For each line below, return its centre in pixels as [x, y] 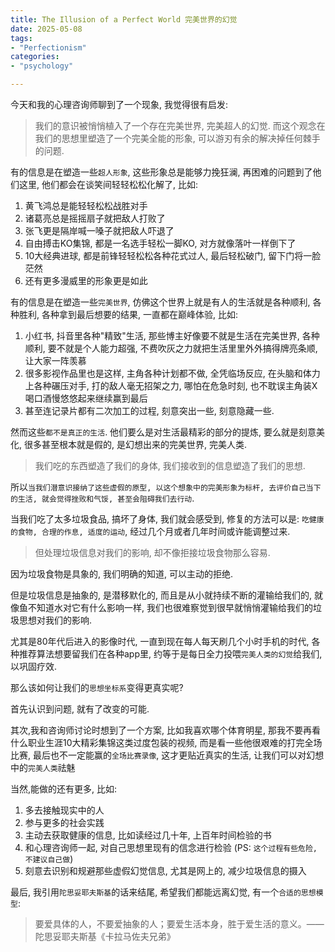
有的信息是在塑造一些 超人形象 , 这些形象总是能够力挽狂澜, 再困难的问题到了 [161, 172]
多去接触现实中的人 [64, 810]
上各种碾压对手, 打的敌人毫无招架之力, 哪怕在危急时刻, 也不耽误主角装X [171, 385]
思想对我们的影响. [55, 620]
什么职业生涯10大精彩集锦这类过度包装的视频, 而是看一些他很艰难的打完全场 [166, 742]
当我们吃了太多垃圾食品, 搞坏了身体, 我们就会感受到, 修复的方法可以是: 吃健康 [167, 519]
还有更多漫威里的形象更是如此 [86, 280]
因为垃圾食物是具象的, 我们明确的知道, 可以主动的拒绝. [121, 574]
